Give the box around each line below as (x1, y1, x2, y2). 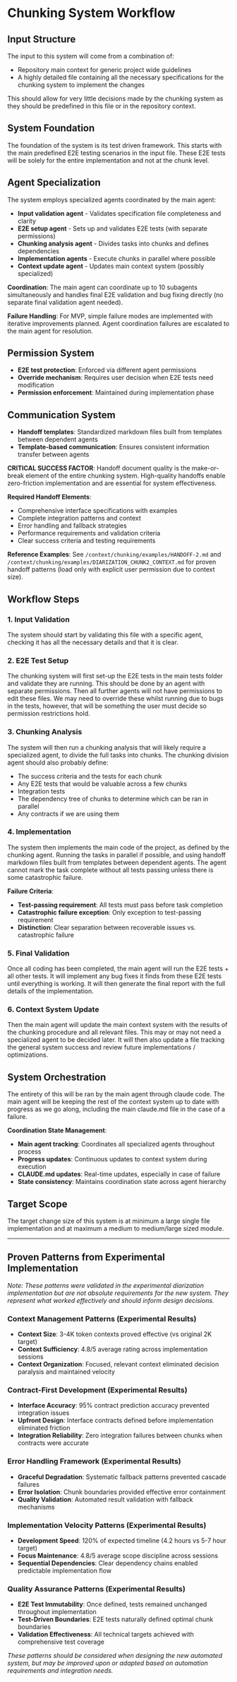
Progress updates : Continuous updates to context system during (17, 1155, 207, 1164)
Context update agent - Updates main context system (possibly (17, 262, 205, 270)
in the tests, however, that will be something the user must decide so (7, 702, 207, 710)
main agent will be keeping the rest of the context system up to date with (7, 1098, 219, 1106)
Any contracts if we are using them (17, 809, 120, 818)
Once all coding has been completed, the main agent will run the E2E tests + (7, 964, 229, 973)
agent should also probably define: (7, 758, 109, 767)
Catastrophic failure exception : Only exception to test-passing (17, 907, 202, 917)
